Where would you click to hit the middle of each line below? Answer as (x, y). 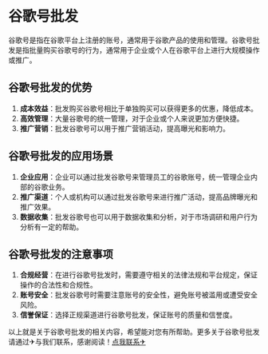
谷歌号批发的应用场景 (61, 156)
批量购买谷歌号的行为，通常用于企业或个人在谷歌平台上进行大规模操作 (144, 50)
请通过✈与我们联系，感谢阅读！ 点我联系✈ (77, 342)
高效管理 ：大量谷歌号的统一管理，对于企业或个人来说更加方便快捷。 (132, 118)
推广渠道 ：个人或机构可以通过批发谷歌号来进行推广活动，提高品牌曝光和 (138, 197)
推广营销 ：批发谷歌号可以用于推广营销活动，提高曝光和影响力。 (124, 128)
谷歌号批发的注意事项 (61, 254)
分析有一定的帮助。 (51, 227)
